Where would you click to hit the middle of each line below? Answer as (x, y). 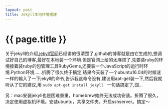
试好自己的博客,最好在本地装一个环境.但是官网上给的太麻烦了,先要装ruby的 (82, 60)
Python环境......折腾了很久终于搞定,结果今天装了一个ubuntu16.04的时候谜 (86, 72)
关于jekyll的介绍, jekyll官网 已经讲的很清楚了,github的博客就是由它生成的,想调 (83, 53)
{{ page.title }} (36, 39)
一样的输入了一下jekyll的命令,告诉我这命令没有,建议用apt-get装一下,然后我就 (84, 78)
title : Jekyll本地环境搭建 (31, 14)
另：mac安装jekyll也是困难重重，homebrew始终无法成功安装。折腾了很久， (83, 95)
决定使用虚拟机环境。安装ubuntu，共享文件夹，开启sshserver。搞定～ (78, 102)
